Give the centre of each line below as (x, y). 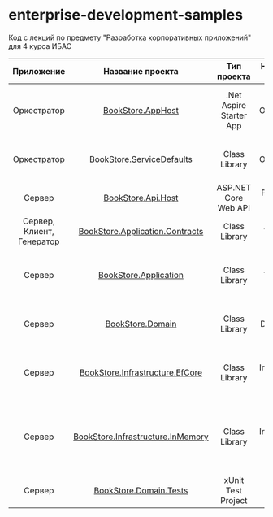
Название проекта (141, 71)
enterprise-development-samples (126, 15)
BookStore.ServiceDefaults (141, 159)
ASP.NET (234, 187)
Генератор (39, 241)
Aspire (234, 105)
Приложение (39, 71)
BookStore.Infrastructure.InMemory (141, 437)
